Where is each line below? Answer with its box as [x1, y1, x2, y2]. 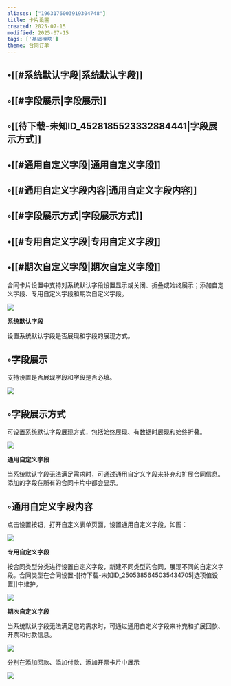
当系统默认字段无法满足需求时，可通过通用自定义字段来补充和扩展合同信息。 [7, 470, 224, 479]
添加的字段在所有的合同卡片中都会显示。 [7, 479, 122, 487]
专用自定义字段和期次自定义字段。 [30, 289, 128, 298]
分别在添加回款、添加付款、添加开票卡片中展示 [7, 658, 140, 666]
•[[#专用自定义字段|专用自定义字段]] [7, 236, 162, 247]
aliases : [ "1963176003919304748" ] [7, 10, 107, 17]
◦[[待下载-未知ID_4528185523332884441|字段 [7, 121, 208, 132]
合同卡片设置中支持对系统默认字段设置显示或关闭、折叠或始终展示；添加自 [7, 280, 218, 289]
